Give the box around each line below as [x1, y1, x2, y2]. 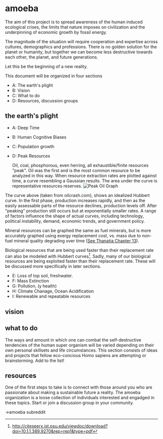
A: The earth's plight [12, 82, 53, 88]
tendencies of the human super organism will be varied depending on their [5, 342, 154, 348]
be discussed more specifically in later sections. [5, 263, 101, 269]
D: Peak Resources [12, 153, 50, 159]
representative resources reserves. [12, 183, 82, 189]
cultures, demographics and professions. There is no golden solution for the [5, 44, 157, 49]
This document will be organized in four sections [5, 73, 103, 79]
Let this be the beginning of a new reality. [5, 64, 88, 69]
